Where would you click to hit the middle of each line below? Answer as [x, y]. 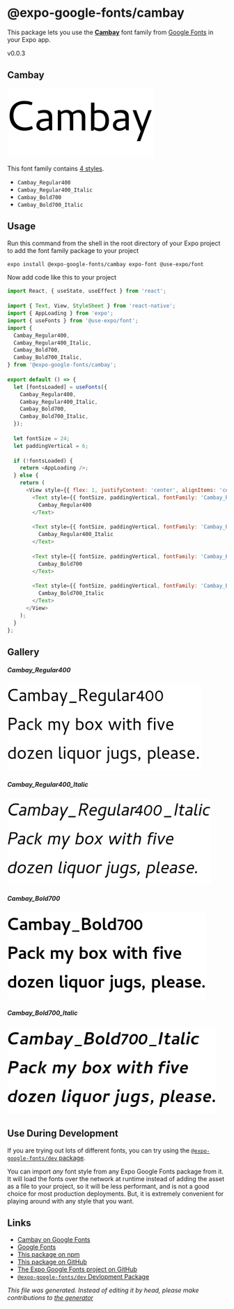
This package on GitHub [52, 1262]
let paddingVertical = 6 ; [51, 446]
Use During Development [63, 1134]
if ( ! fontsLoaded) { [43, 461]
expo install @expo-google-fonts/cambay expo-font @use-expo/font [106, 264]
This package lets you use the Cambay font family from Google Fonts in [110, 32]
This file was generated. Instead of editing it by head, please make [103, 1290]
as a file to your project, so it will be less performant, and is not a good [108, 1186]
